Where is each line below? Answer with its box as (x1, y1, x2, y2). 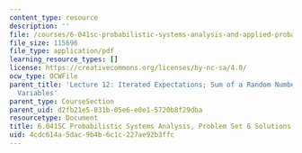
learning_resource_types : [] (9, 55, 119, 64)
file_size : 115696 (9, 38, 78, 48)
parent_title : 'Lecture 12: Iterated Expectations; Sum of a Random (9, 80, 271, 89)
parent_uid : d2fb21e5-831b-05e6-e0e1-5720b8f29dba (9, 105, 203, 114)
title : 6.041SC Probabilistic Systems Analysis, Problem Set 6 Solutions (9, 122, 292, 131)
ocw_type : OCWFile (9, 72, 78, 81)
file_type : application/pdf (9, 47, 115, 56)
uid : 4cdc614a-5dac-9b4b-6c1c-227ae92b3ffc (9, 130, 175, 139)
